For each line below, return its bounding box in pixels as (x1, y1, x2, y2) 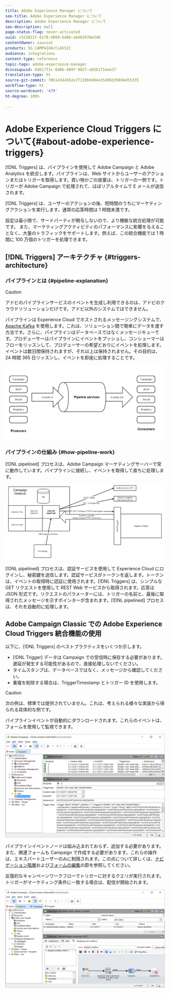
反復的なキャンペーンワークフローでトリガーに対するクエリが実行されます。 (5, 873, 164, 879)
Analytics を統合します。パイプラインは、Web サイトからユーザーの (5, 170, 147, 177)
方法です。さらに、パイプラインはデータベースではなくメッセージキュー (5, 329, 155, 336)
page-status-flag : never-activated (5, 29, 80, 35)
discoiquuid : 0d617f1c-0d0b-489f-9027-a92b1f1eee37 (5, 67, 116, 72)
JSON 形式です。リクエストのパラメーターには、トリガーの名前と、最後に (5, 591, 160, 597)
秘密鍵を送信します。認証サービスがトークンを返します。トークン (27, 572, 164, 578)
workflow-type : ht (5, 83, 44, 88)
